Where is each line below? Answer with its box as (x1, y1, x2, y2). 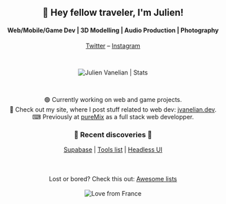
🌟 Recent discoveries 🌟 (74, 130, 152, 139)
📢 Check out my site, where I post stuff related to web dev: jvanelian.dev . (9, 105, 217, 114)
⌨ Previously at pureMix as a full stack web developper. (32, 112, 194, 121)
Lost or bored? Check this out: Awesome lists (48, 174, 178, 183)
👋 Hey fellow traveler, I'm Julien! (42, 7, 184, 19)
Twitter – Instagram (85, 41, 141, 50)
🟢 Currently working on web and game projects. (44, 95, 182, 103)
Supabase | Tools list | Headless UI (63, 145, 163, 154)
